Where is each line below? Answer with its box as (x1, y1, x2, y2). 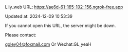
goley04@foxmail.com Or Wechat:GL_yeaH (5, 41, 91, 47)
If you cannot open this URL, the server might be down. (5, 23, 116, 28)
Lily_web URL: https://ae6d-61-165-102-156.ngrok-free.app (5, 4, 123, 10)
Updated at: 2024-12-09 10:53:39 (5, 13, 73, 19)
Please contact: (5, 32, 37, 38)
